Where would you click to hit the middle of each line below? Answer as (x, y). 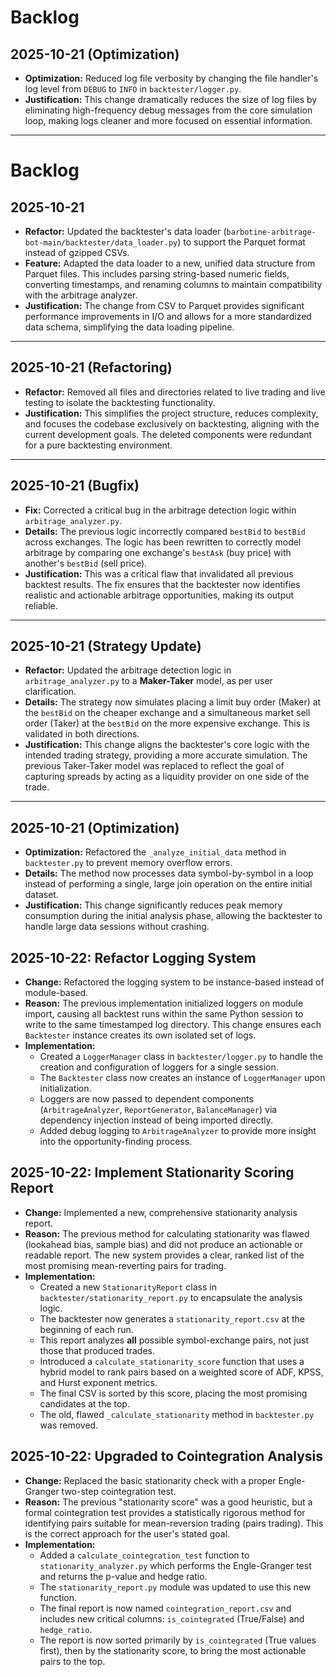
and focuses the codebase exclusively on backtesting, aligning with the (172, 423)
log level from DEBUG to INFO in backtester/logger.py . (133, 89)
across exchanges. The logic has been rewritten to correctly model (163, 542)
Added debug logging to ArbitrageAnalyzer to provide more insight (178, 1131)
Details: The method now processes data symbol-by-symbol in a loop (169, 873)
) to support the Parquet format (241, 242)
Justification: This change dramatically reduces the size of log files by (171, 99)
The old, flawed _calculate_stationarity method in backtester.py (177, 1414)
